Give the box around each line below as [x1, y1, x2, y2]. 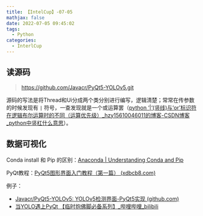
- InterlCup [12, 43, 43, 49]
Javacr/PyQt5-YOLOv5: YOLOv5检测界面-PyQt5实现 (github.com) [15, 195, 179, 202]
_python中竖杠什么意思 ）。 [6, 119, 72, 126]
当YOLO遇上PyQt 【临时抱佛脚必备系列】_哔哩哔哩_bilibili [15, 203, 159, 210]
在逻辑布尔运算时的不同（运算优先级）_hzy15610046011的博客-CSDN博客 [6, 111, 190, 119]
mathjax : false [6, 15, 45, 21]
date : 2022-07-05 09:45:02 [6, 20, 75, 26]
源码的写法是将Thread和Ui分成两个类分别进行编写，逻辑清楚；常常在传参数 [6, 96, 194, 104]
